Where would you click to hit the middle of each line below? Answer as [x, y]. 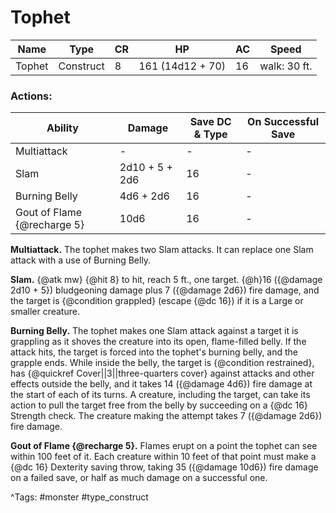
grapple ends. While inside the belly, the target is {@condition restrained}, [162, 363]
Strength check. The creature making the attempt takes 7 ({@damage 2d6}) [166, 416]
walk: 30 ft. [286, 66]
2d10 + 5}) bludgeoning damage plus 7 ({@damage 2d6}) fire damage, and [165, 290]
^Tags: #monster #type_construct [79, 497]
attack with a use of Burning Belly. [81, 260]
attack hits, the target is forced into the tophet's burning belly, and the [154, 352]
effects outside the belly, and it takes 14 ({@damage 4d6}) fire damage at [161, 384]
